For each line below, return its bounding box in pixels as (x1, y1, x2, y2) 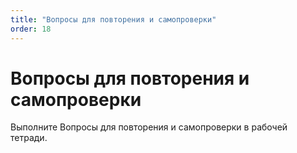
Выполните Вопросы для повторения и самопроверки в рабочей (10, 121, 288, 133)
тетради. (10, 132, 48, 144)
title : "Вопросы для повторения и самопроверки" (10, 14, 217, 25)
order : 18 (10, 24, 52, 34)
